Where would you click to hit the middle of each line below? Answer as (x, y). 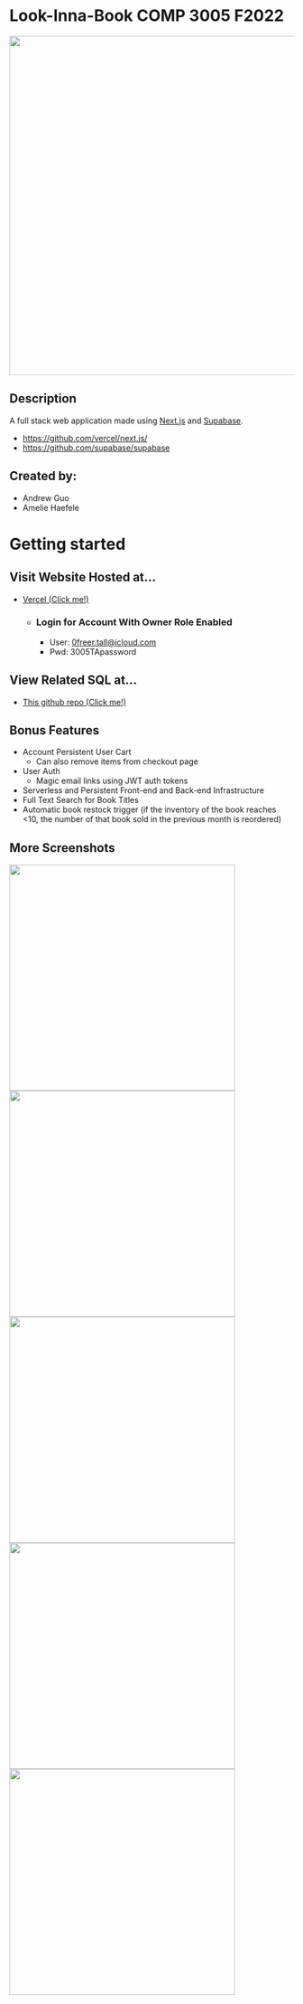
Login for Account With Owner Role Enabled (134, 622)
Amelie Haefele (50, 507)
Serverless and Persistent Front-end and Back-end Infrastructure (143, 790)
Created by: (43, 476)
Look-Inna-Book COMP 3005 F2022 (147, 16)
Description (43, 399)
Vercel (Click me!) (55, 599)
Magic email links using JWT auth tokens (112, 781)
